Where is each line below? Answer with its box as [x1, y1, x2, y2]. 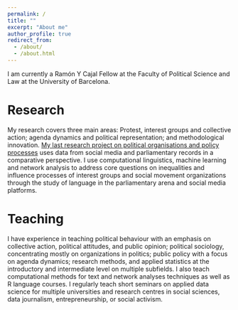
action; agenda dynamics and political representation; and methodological [7, 133, 225, 141]
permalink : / [7, 10, 46, 18]
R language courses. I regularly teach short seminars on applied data [7, 279, 210, 288]
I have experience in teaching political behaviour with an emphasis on [7, 234, 212, 242]
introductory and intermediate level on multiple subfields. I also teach [7, 264, 210, 273]
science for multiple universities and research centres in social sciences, [7, 287, 220, 296]
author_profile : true [7, 30, 72, 38]
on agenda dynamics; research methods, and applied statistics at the [7, 257, 210, 265]
